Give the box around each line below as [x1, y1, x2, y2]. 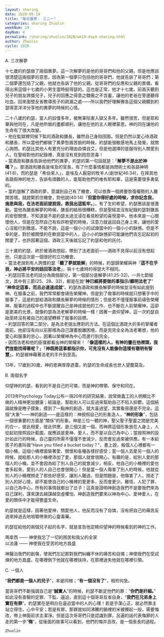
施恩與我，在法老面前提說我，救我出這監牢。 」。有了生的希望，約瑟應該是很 [5, 200, 155, 206]
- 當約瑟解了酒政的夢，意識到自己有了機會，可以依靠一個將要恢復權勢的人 [5, 188, 154, 194]
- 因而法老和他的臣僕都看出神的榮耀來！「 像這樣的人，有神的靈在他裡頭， [5, 339, 154, 345]
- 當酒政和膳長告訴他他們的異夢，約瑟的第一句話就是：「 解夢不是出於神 [5, 157, 147, 164]
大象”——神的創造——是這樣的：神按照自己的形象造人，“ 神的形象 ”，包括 [11, 411, 158, 417]
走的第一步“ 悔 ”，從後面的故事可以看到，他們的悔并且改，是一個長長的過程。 [5, 618, 159, 624]
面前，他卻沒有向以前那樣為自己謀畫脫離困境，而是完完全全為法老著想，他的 [5, 327, 159, 333]
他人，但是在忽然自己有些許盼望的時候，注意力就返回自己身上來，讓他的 [9, 219, 155, 225]
